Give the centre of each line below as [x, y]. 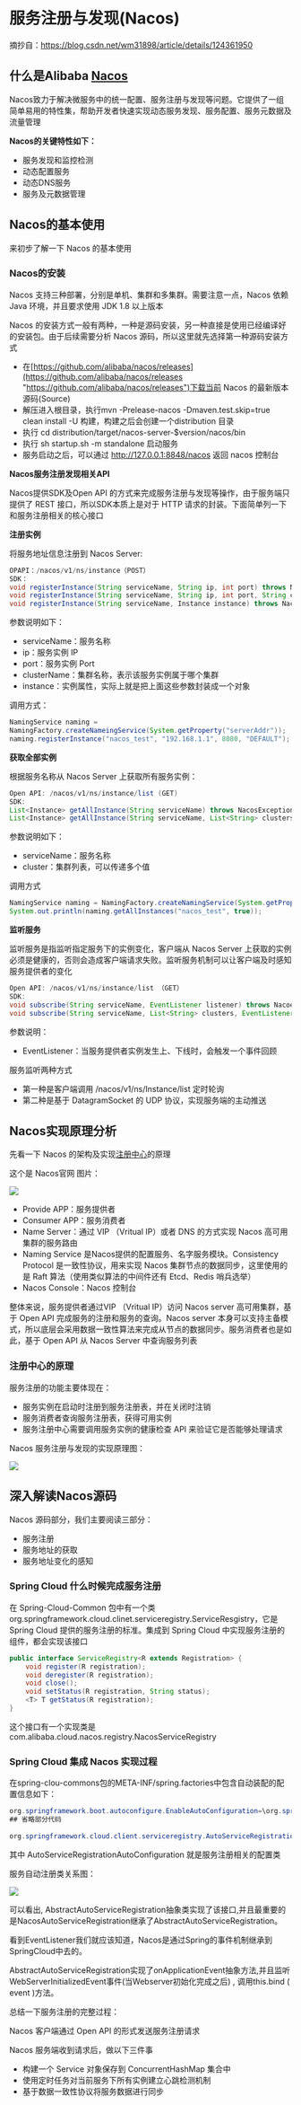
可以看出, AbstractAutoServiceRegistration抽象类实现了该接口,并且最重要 [144, 1909]
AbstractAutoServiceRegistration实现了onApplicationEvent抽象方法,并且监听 [150, 1970]
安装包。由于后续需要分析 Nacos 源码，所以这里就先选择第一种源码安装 [149, 336]
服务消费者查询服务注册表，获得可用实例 [97, 1418]
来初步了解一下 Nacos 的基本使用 [71, 248]
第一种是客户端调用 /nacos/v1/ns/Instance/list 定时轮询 [123, 1088]
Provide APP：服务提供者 [69, 1210]
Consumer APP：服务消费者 [74, 1220]
